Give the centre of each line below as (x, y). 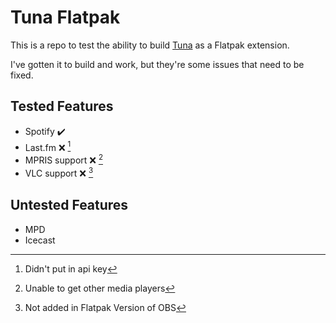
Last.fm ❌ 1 (48, 146)
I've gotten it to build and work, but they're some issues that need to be (157, 64)
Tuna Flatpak (65, 17)
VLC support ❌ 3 (59, 172)
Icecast (40, 240)
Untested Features (69, 205)
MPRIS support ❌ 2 (63, 159)
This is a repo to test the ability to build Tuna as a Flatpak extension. (150, 45)
